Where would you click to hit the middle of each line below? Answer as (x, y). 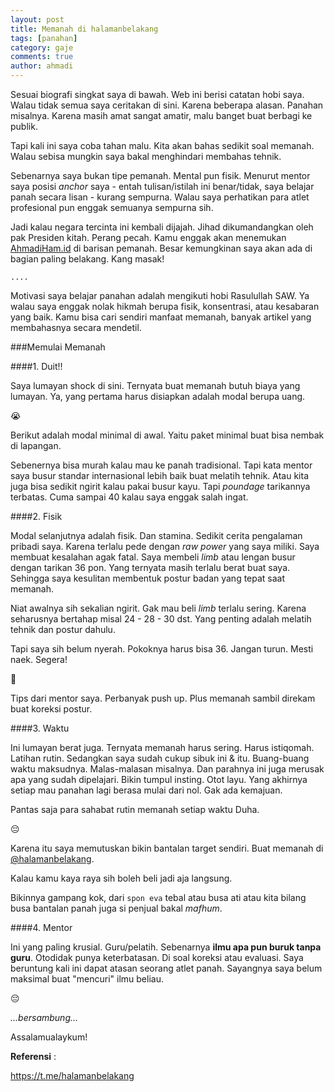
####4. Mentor (41, 927)
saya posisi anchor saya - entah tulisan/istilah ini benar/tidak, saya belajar (162, 186)
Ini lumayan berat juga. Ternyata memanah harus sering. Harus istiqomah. (162, 747)
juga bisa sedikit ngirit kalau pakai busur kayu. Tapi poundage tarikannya (160, 486)
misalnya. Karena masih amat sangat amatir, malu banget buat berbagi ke (161, 115)
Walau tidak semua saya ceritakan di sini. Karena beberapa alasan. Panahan (167, 105)
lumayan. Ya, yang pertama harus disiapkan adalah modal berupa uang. (158, 396)
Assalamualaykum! (49, 1037)
